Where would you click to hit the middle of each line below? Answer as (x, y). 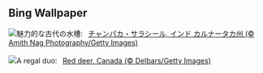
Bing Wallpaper (48, 13)
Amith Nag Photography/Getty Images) (73, 43)
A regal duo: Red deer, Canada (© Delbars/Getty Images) (114, 60)
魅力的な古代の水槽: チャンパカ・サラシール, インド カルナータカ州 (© (136, 33)
